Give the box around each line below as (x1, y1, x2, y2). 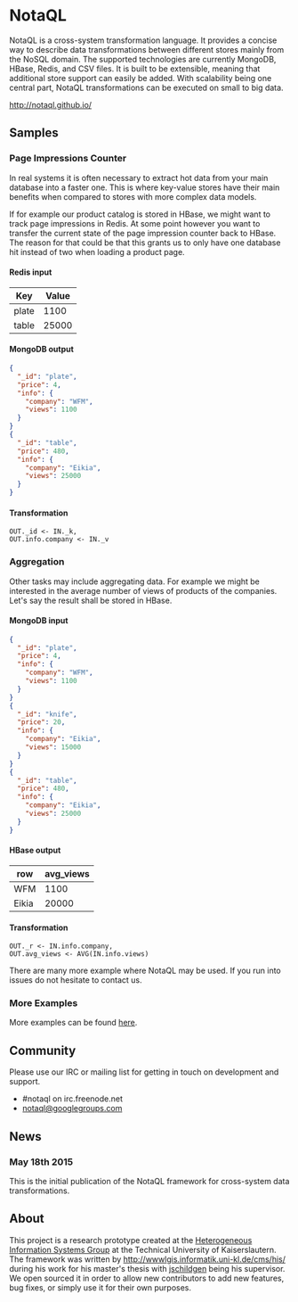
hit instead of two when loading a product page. (9, 246, 185, 257)
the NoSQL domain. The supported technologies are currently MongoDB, (9, 54, 277, 64)
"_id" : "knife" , (17, 710, 77, 719)
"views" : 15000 (25, 743, 82, 752)
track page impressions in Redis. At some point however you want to (9, 218, 261, 228)
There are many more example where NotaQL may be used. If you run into (9, 965, 282, 976)
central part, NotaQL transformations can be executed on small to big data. (9, 82, 284, 93)
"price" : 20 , (17, 718, 66, 727)
